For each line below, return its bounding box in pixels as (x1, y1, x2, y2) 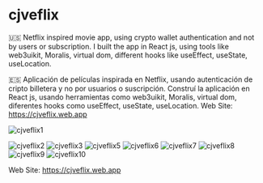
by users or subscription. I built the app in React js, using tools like (8, 41, 229, 51)
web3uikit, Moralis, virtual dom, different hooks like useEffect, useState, (8, 50, 248, 60)
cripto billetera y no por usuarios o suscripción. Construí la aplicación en (8, 83, 250, 93)
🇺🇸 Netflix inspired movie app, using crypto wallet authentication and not (8, 32, 255, 42)
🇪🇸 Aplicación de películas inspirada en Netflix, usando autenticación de (8, 74, 253, 84)
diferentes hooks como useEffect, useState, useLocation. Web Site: (8, 100, 233, 110)
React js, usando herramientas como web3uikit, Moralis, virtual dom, (8, 91, 237, 102)
